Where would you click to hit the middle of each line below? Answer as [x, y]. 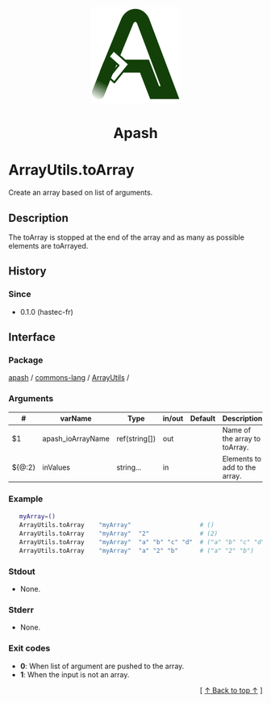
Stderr [21, 610]
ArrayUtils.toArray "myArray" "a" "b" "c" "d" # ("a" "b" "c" [135, 542]
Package [26, 360]
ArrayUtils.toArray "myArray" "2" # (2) [119, 534]
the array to [241, 439]
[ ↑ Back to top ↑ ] [231, 690]
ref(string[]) [136, 439]
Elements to [242, 458]
